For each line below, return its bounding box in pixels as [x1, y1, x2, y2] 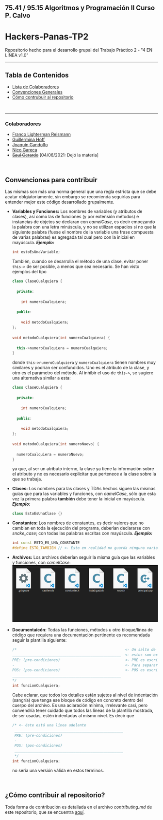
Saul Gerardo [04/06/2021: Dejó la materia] [12, 152, 98, 158]
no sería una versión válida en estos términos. [12, 767, 104, 773]
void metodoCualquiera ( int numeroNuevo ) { [12, 441, 99, 446]
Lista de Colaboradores [12, 84, 59, 90]
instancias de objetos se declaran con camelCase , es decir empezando [12, 219, 155, 225]
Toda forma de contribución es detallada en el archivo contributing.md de [5, 804, 152, 810]
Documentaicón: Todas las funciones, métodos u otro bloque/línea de [12, 627, 153, 632]
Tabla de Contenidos [5, 71, 69, 79]
